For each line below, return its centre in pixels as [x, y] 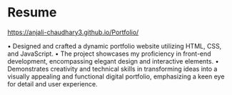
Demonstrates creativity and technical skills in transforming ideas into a [112, 69]
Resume [32, 12]
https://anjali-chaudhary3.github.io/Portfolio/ [73, 32]
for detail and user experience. [52, 84]
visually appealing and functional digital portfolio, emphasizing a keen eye [116, 76]
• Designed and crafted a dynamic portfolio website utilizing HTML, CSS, [115, 46]
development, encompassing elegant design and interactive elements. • [113, 61]
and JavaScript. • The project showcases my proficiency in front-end [110, 54]
